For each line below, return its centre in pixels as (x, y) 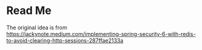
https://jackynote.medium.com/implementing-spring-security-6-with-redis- (101, 34)
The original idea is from (37, 27)
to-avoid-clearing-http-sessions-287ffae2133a (65, 40)
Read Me (29, 11)
